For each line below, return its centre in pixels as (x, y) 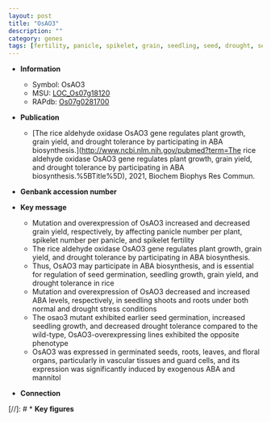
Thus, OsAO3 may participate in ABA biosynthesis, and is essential (143, 266)
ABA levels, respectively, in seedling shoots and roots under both (140, 301)
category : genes (35, 38)
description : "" (35, 31)
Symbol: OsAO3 (58, 85)
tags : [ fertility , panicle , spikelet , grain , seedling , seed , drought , (131, 46)
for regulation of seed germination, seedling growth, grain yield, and (145, 275)
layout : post (30, 16)
